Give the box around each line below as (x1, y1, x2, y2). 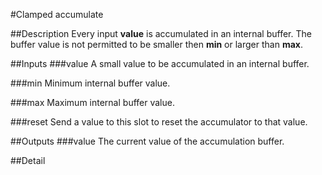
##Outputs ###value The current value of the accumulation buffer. (10, 135, 285, 147)
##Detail (10, 155, 46, 166)
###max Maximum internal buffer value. (10, 97, 175, 108)
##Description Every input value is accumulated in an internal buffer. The (10, 28, 312, 39)
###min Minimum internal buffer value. (10, 77, 171, 89)
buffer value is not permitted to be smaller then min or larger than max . (10, 39, 303, 50)
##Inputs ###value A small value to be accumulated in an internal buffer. (10, 58, 310, 69)
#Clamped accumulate (10, 9, 104, 20)
